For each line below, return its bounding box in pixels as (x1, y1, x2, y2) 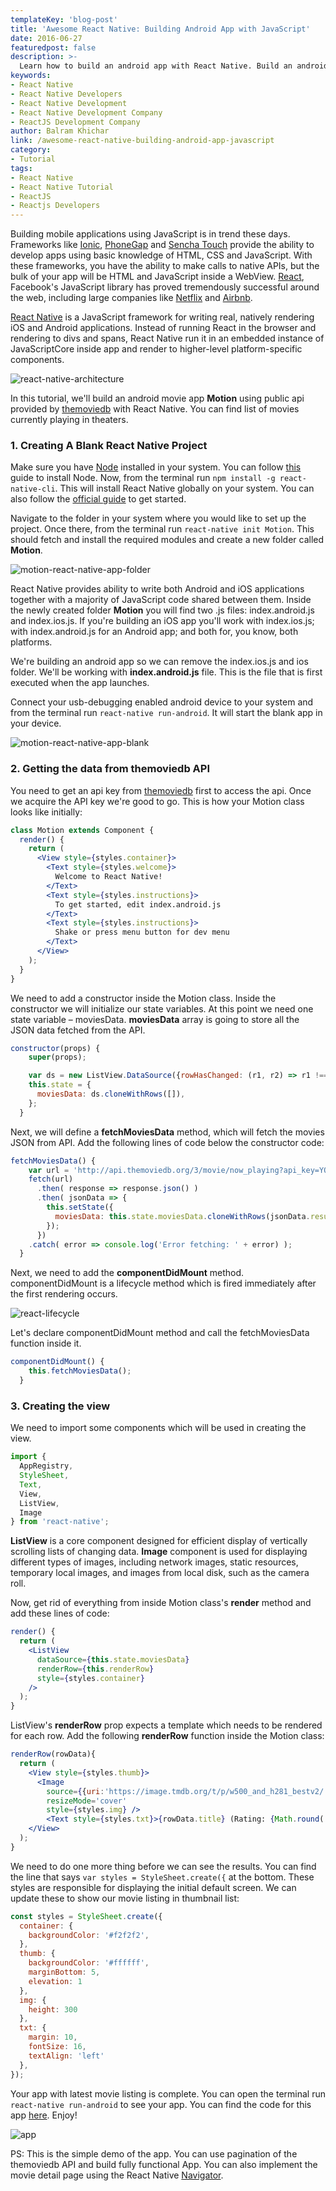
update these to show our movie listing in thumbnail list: (10, 1892, 240, 1904)
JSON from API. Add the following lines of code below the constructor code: (10, 1136, 325, 1148)
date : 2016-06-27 (10, 33, 83, 43)
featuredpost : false (10, 42, 97, 53)
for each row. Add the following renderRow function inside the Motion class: (10, 1730, 325, 1742)
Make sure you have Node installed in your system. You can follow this (10, 461, 302, 473)
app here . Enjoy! (10, 2109, 78, 2121)
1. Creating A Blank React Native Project (10, 439, 208, 453)
